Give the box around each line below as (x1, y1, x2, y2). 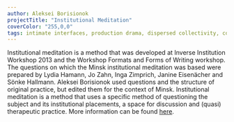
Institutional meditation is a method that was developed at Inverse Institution (7, 49, 226, 57)
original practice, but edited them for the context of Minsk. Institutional (7, 85, 210, 94)
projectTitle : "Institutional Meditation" (7, 17, 132, 24)
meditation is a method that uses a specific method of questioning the (7, 93, 208, 101)
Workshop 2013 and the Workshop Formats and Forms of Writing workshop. (7, 56, 226, 64)
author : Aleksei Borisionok (7, 10, 89, 17)
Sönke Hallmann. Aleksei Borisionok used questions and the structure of (7, 78, 214, 87)
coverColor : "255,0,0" (7, 23, 73, 30)
